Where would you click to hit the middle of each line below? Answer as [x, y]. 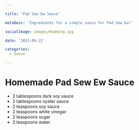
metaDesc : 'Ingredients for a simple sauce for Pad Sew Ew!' [69, 23]
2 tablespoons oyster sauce [40, 101]
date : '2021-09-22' [25, 40]
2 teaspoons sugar [31, 117]
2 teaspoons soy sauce [36, 106]
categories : [17, 50]
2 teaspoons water [31, 122]
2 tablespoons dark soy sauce [43, 96]
